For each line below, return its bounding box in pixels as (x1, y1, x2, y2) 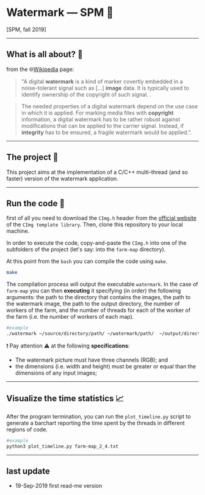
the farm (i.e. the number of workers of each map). (6, 313, 134, 321)
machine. (6, 228, 30, 235)
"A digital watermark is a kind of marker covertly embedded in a (21, 78, 183, 85)
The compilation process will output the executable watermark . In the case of (6, 281, 198, 288)
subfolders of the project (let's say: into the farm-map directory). (6, 246, 166, 253)
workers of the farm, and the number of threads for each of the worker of (6, 307, 191, 314)
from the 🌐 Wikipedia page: (6, 65, 74, 73)
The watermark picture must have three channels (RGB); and (15, 356, 168, 363)
